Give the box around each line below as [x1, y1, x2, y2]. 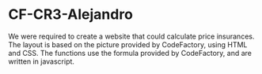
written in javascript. [8, 57, 75, 66]
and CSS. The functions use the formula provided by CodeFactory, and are [8, 48, 252, 57]
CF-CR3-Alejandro [8, 6, 133, 24]
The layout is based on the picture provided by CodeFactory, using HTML [8, 39, 248, 49]
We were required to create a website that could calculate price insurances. [8, 31, 255, 41]
